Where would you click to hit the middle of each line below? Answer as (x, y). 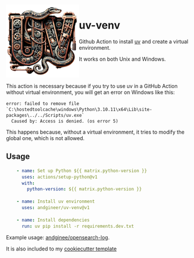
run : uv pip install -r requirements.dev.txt (77, 226)
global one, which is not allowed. (45, 138)
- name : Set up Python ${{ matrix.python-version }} (82, 170)
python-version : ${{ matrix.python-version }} (84, 189)
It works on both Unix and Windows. (122, 59)
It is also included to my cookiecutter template (61, 249)
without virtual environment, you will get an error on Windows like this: (91, 92)
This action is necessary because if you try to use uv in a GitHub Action (92, 86)
